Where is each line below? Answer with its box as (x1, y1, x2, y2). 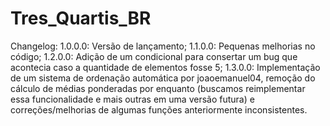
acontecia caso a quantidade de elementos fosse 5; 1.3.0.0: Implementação (10, 61, 321, 73)
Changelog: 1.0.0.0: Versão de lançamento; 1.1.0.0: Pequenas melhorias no (10, 40, 316, 52)
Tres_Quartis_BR (10, 7, 152, 30)
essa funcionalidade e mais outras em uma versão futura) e (10, 93, 255, 105)
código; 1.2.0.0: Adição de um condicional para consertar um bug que (10, 50, 298, 62)
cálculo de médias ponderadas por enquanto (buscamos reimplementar (10, 82, 306, 94)
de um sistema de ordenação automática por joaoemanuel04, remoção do (10, 72, 316, 84)
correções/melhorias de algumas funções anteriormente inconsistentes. (10, 103, 308, 116)
